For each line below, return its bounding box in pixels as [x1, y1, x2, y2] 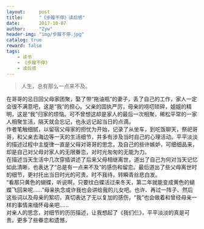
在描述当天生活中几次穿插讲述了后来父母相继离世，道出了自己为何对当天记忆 [6, 156, 198, 164]
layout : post [6, 8, 50, 15]
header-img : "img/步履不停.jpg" [6, 32, 85, 38]
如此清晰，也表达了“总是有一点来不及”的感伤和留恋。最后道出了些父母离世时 [6, 164, 197, 171]
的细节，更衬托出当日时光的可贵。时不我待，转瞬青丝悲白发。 [6, 171, 161, 179]
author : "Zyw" [6, 25, 53, 32]
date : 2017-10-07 [6, 20, 67, 26]
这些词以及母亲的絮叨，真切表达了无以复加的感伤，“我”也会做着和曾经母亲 [6, 194, 192, 201]
